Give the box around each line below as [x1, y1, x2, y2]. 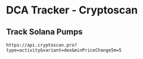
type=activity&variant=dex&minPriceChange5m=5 [6, 47, 122, 53]
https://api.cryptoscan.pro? [6, 42, 77, 48]
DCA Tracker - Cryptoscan [6, 4, 138, 17]
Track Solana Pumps [6, 27, 83, 37]
